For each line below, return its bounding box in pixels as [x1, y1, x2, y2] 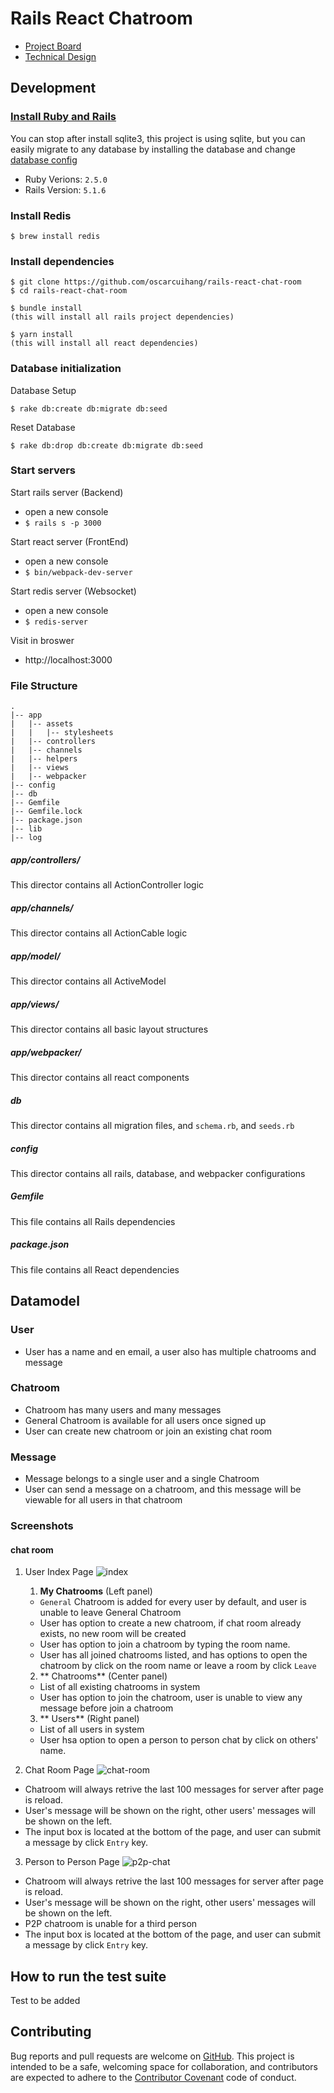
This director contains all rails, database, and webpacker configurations [10, 1167, 306, 1179]
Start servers [10, 463, 77, 477]
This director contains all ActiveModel [10, 975, 167, 987]
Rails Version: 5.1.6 [24, 183, 107, 196]
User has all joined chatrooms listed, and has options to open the [39, 1649, 308, 1661]
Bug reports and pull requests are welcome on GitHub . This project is [10, 2050, 295, 2062]
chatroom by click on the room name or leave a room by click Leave [39, 1660, 317, 1672]
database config [10, 153, 78, 166]
